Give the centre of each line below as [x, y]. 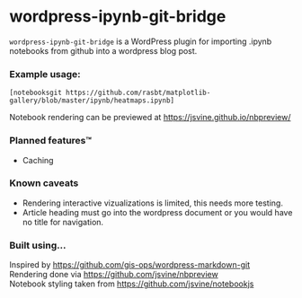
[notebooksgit [36, 93]
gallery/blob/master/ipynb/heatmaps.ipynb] [92, 101]
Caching [38, 160]
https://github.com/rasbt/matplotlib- [138, 93]
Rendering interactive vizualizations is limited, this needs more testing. [152, 203]
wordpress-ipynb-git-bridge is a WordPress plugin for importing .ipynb [141, 41]
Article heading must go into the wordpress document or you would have [157, 212]
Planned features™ [51, 141]
